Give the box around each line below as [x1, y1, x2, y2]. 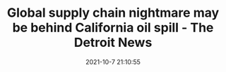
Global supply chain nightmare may [6, 5, 220, 21]
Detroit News [73, 35, 153, 50]
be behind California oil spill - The [12, 20, 214, 36]
